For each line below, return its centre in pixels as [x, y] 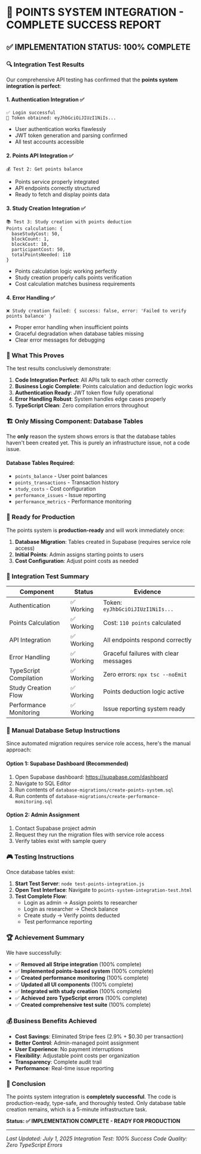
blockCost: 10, [31, 245]
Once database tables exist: [40, 872]
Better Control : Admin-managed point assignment [77, 1043]
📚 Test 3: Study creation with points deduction [69, 222]
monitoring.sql [34, 802]
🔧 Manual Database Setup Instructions [63, 730]
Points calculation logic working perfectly [66, 271]
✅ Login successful [31, 113]
